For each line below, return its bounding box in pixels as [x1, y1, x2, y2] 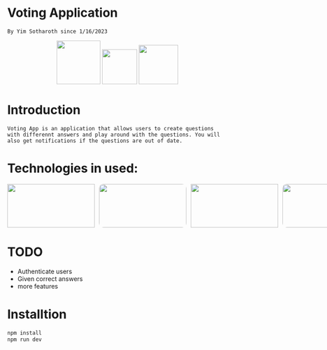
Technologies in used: [7, 160, 138, 176]
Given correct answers [17, 274, 83, 283]
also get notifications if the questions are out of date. [7, 137, 183, 144]
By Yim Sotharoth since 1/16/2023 [7, 28, 108, 35]
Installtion [7, 306, 67, 322]
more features [17, 282, 58, 290]
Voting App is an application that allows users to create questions [7, 125, 215, 132]
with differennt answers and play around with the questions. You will [7, 131, 220, 138]
